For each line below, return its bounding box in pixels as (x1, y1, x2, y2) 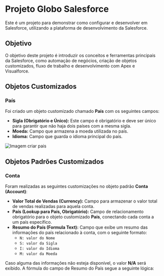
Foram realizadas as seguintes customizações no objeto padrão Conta (5, 183, 148, 189)
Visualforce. (5, 68, 29, 74)
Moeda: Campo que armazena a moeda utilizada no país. (12, 128, 129, 134)
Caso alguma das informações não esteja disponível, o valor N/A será (5, 260, 146, 266)
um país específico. (12, 219, 53, 225)
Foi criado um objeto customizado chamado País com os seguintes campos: (5, 108, 160, 114)
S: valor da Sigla (19, 241, 57, 246)
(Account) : (5, 189, 28, 195)
